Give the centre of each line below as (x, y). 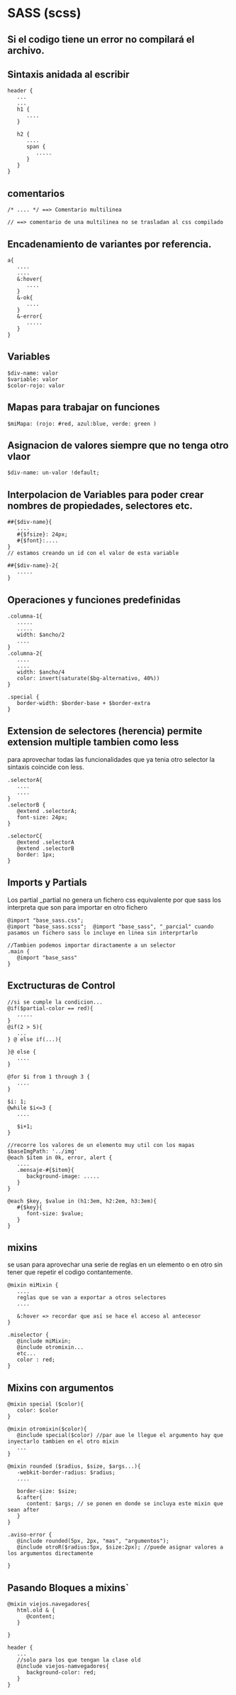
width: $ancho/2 (41, 635)
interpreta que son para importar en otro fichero (77, 907)
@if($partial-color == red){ (50, 1008)
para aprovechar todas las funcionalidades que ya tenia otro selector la (111, 759)
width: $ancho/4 (41, 672)
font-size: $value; (55, 1213)
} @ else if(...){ (34, 1039)
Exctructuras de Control (61, 986)
